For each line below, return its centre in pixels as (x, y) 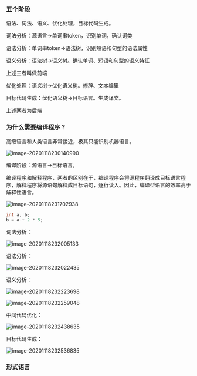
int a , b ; (18, 215)
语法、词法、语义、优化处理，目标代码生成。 (60, 23)
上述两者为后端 (24, 110)
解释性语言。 (21, 192)
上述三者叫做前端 (27, 73)
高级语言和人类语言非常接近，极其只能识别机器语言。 (70, 141)
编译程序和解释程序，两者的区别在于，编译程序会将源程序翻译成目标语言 (93, 177)
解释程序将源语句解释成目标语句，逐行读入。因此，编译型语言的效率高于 (103, 185)
